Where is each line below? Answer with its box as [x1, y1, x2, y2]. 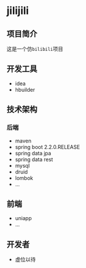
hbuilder [15, 86, 35, 93]
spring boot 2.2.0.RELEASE [15, 143, 80, 150]
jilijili [6, 4, 29, 18]
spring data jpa [15, 149, 52, 156]
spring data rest [15, 156, 53, 163]
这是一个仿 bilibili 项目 [6, 46, 63, 52]
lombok [15, 174, 34, 182]
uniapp [15, 215, 32, 222]
